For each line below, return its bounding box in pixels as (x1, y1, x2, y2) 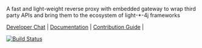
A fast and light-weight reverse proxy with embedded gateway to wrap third (6, 5, 197, 12)
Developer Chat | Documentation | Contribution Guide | (6, 24, 144, 30)
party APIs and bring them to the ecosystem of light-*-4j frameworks (6, 12, 181, 19)
